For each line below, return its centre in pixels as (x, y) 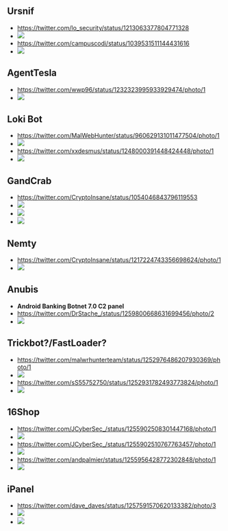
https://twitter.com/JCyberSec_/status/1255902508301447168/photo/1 (117, 429)
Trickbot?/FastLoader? (57, 343)
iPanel (21, 489)
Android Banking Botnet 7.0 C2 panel (71, 306)
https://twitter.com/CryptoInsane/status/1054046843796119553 (107, 198)
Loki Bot (25, 119)
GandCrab (29, 181)
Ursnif (21, 11)
